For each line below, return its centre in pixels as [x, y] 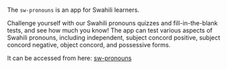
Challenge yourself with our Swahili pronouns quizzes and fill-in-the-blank [112, 23]
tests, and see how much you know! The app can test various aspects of [110, 30]
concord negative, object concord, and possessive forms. [89, 45]
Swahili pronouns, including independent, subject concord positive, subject [114, 38]
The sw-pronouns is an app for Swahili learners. [73, 10]
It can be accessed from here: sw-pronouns [69, 58]
